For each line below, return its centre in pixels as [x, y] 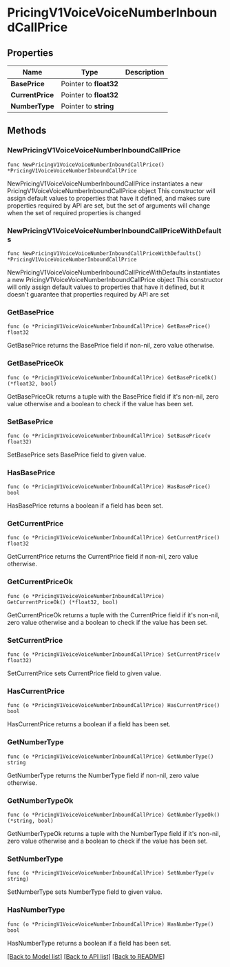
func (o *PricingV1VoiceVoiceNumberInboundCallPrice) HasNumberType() [111, 924]
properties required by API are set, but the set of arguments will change [109, 206]
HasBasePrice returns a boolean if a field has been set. [85, 506]
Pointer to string [87, 106]
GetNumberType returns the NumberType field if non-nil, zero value [103, 775]
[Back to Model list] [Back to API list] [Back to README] [86, 956]
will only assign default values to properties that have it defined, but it [106, 287]
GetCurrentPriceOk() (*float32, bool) [63, 602]
